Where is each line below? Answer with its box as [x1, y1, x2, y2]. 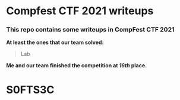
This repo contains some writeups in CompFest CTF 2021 [6, 26, 175, 34]
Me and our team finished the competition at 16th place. [6, 62, 147, 69]
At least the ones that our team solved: [6, 39, 104, 46]
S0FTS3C [6, 83, 55, 96]
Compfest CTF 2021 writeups [6, 4, 154, 18]
